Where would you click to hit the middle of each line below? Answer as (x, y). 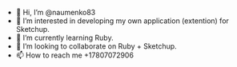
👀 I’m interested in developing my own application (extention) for (123, 21)
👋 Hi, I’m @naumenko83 (56, 12)
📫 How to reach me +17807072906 (75, 55)
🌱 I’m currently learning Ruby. (64, 37)
